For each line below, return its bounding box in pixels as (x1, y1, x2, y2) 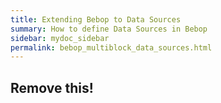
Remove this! (10, 79, 94, 96)
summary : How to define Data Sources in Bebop (10, 24, 208, 34)
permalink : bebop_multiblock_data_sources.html (10, 42, 213, 53)
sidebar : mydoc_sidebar (10, 33, 110, 43)
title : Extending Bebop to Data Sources (10, 14, 182, 25)
